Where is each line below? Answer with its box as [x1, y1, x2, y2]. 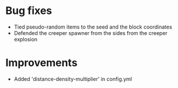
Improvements [5, 57, 78, 69]
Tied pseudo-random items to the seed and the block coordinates [13, 23, 173, 30]
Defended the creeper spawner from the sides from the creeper [13, 29, 167, 36]
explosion [13, 36, 38, 43]
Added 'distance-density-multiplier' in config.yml [13, 75, 132, 82]
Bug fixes [5, 4, 53, 17]
